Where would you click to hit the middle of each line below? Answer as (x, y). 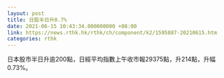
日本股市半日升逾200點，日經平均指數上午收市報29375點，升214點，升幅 (111, 60)
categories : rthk (32, 39)
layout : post (26, 13)
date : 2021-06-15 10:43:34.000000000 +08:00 (72, 26)
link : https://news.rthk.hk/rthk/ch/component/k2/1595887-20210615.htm (112, 32)
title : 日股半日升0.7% (37, 20)
